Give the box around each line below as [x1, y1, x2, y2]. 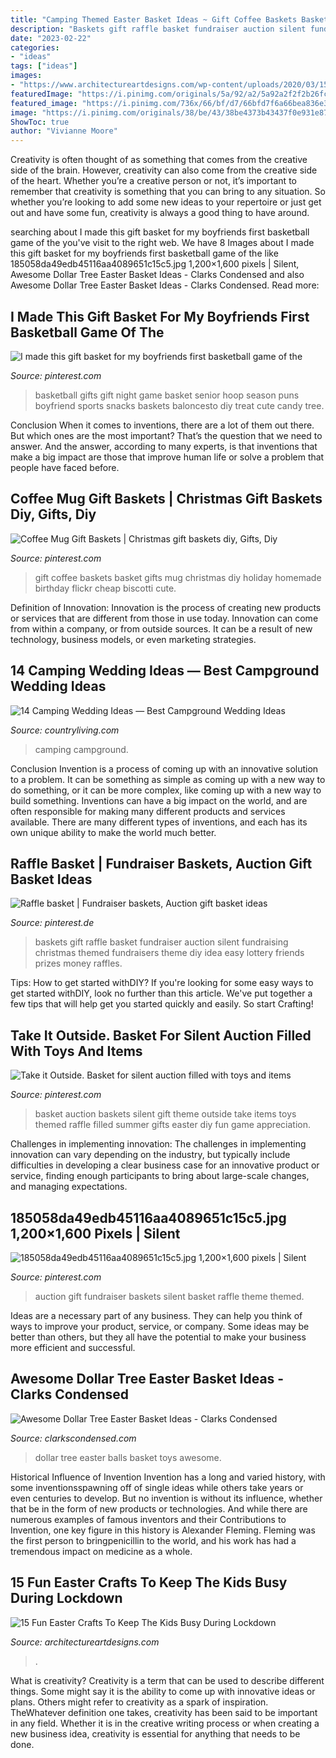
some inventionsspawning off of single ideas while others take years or [10, 1481, 304, 1493]
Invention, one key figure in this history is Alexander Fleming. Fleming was [10, 1524, 316, 1536]
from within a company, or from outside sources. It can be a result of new [10, 622, 313, 635]
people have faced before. [10, 461, 120, 473]
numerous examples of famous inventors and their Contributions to [10, 1513, 287, 1525]
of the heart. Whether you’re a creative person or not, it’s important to [10, 175, 297, 187]
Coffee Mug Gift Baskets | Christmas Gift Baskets [10, 491, 323, 508]
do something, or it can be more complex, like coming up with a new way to [10, 784, 322, 796]
